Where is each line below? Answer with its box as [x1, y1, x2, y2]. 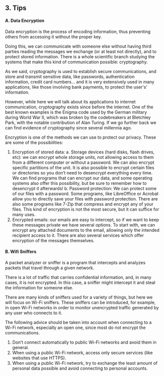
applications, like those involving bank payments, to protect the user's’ [5, 84, 148, 90]
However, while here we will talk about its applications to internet [5, 99, 136, 104]
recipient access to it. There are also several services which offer [12, 232, 144, 238]
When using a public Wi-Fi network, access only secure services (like [12, 350, 153, 355]
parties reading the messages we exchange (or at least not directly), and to [5, 49, 157, 54]
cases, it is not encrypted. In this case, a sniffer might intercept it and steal [5, 279, 156, 285]
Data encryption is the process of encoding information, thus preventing [5, 28, 151, 34]
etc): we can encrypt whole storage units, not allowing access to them [12, 154, 154, 160]
